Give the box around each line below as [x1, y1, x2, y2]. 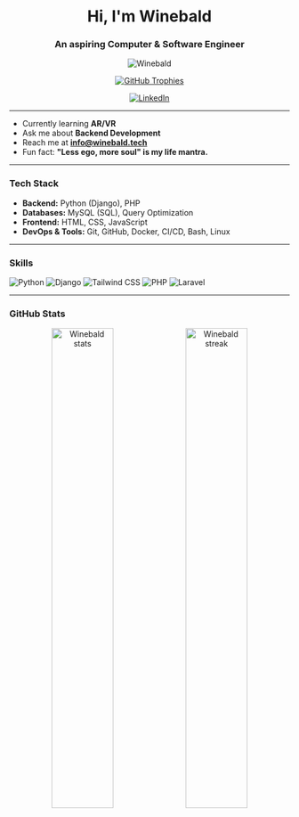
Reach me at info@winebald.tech [21, 137, 148, 148]
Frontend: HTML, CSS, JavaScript [21, 217, 149, 227]
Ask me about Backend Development [21, 127, 161, 139]
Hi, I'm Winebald [87, 6, 212, 27]
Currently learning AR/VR [21, 118, 117, 129]
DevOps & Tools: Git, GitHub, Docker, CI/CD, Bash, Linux [21, 225, 230, 237]
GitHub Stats [9, 307, 66, 320]
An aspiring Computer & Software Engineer [54, 38, 245, 51]
